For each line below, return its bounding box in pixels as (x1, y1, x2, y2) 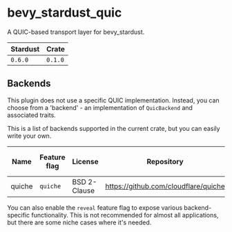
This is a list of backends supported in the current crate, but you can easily (7, 124, 220, 132)
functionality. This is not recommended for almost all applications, (31, 211, 219, 219)
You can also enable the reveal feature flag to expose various (7, 203, 183, 212)
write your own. (7, 132, 52, 140)
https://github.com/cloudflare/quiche (105, 181, 226, 191)
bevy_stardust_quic (7, 5, 122, 21)
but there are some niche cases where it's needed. (7, 218, 152, 226)
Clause (72, 186, 95, 195)
